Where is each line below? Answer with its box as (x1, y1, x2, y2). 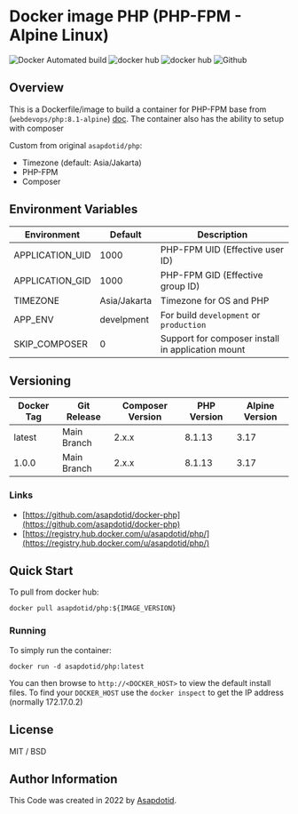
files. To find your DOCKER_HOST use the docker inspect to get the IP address (9, 687, 284, 698)
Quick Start (9, 563, 74, 579)
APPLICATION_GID (13, 274, 91, 286)
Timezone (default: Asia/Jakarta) (21, 157, 142, 168)
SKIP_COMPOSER (13, 338, 89, 350)
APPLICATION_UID (13, 249, 91, 261)
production (160, 320, 207, 330)
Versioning (9, 373, 71, 388)
